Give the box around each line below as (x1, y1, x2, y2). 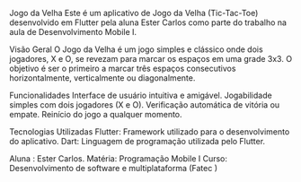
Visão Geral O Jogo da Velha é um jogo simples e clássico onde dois (9, 44, 263, 55)
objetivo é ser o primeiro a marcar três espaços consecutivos (9, 63, 236, 74)
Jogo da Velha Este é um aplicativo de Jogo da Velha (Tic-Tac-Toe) (9, 8, 259, 18)
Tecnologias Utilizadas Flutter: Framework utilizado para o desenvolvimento (9, 126, 290, 137)
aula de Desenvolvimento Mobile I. (9, 27, 137, 37)
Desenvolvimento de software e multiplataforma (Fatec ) (9, 163, 218, 173)
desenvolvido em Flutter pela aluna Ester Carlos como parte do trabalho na (9, 17, 288, 28)
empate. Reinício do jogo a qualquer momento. (9, 109, 182, 119)
